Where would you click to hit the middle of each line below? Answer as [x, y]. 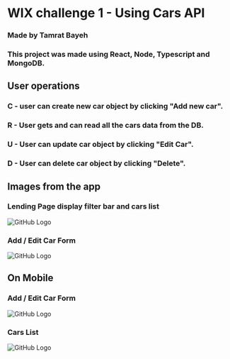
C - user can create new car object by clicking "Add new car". [115, 106]
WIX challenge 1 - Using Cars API [106, 13]
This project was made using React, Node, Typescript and [109, 55]
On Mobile [30, 278]
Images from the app [54, 186]
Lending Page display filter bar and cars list [84, 206]
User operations [44, 86]
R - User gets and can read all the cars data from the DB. [105, 126]
